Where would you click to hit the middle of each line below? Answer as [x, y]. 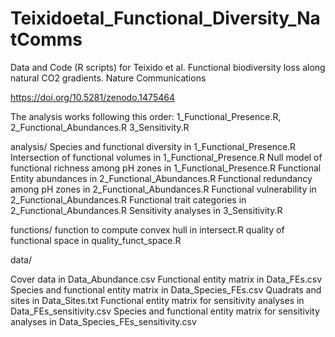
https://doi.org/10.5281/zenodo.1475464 [92, 97]
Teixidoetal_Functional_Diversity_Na [165, 18]
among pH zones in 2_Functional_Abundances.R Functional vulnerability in [163, 189]
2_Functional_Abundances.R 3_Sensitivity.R [100, 127]
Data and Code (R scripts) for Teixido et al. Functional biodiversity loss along [168, 67]
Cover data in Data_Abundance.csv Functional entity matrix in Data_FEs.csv [166, 279]
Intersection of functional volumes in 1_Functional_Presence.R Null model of [166, 157]
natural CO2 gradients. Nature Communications [108, 78]
